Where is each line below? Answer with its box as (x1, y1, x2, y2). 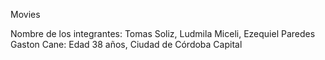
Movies (10, 9, 41, 20)
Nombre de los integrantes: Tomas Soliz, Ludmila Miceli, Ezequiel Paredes (10, 28, 316, 39)
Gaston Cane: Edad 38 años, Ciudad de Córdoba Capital (10, 39, 243, 50)
